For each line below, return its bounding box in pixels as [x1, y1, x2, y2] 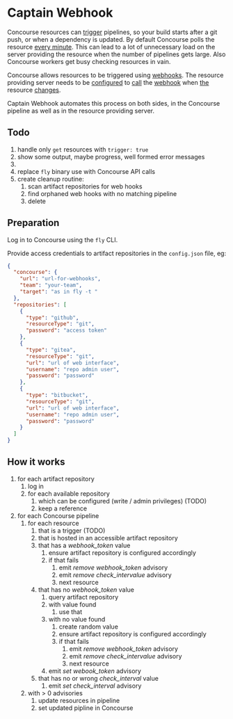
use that [58, 607, 83, 616]
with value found [48, 600, 97, 608]
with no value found [48, 615, 106, 623]
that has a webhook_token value [38, 541, 131, 549]
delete [27, 197, 47, 205]
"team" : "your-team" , [19, 282, 82, 289]
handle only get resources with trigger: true [17, 145, 149, 154]
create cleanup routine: [17, 175, 85, 183]
